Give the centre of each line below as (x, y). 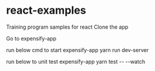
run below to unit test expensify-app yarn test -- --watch (76, 61)
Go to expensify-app (31, 38)
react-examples (46, 10)
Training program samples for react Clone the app (67, 27)
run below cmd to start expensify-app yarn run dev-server (77, 50)
